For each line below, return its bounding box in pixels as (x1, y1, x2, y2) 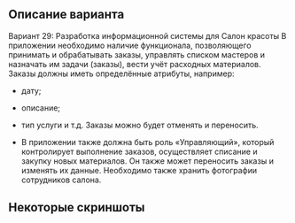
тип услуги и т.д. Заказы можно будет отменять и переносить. (20, 119, 259, 130)
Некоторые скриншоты (8, 200, 145, 215)
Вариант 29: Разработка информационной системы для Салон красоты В (8, 30, 287, 41)
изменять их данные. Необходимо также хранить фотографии (20, 165, 258, 175)
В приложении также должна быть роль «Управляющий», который (20, 136, 275, 147)
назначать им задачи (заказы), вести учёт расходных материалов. (8, 58, 262, 69)
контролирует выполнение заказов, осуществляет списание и (20, 146, 258, 157)
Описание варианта (8, 7, 125, 22)
